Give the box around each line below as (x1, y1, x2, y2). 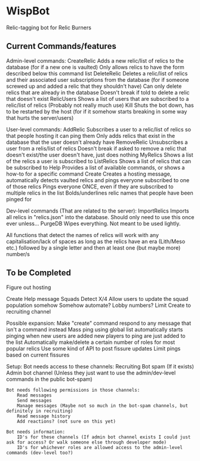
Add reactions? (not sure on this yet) (17, 418, 116, 425)
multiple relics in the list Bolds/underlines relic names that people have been (6, 189, 194, 196)
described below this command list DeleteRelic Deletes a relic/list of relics (6, 70, 188, 77)
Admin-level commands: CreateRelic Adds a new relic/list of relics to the (6, 57, 184, 64)
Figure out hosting (6, 284, 51, 291)
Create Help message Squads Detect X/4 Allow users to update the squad (6, 295, 189, 302)
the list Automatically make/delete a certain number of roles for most (6, 339, 175, 346)
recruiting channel (6, 308, 51, 315)
